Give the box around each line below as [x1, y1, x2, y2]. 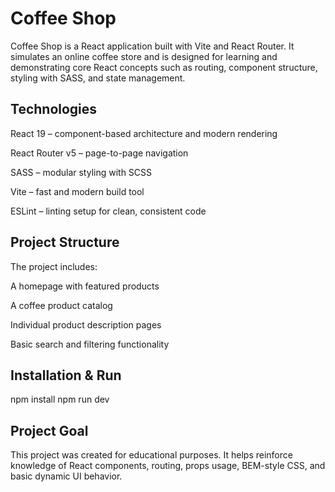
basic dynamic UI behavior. [10, 470, 123, 482]
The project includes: [10, 260, 98, 272]
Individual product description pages [10, 318, 162, 331]
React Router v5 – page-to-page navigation [10, 147, 189, 159]
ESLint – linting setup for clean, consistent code [10, 205, 207, 217]
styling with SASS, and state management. [10, 72, 186, 84]
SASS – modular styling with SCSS [10, 166, 153, 178]
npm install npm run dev [10, 393, 110, 406]
